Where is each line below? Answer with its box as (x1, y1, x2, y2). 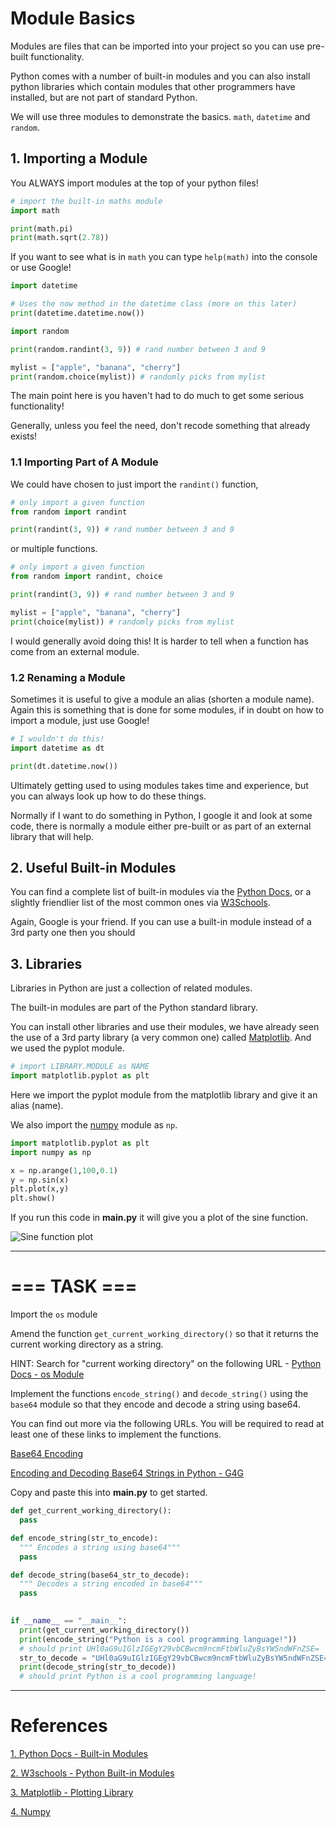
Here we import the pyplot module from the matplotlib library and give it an (10, 1088, 318, 1101)
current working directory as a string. (10, 1338, 164, 1351)
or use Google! (10, 262, 72, 274)
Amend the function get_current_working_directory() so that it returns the (10, 1328, 320, 1340)
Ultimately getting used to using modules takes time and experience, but (10, 779, 309, 791)
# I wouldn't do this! (10, 733, 105, 744)
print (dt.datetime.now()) (10, 761, 118, 771)
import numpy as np (10, 1147, 92, 1157)
